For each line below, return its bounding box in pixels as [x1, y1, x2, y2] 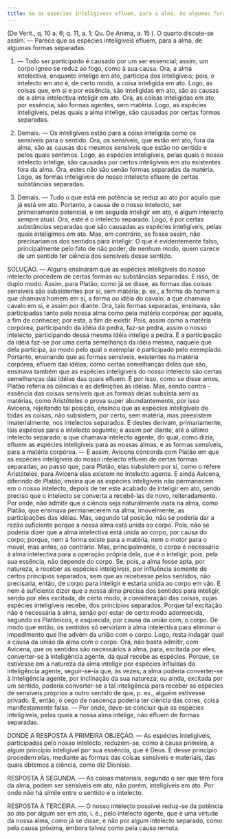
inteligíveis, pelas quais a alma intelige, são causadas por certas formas [16, 108, 221, 116]
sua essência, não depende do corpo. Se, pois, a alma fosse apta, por [7, 557, 205, 565]
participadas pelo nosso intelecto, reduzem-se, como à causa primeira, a [7, 739, 214, 747]
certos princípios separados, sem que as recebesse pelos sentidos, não [7, 571, 211, 580]
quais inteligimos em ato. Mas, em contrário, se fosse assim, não [16, 230, 201, 238]
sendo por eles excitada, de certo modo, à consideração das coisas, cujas [7, 593, 218, 602]
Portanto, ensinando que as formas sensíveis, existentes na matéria [7, 352, 199, 361]
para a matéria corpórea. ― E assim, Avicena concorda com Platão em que [7, 448, 220, 456]
